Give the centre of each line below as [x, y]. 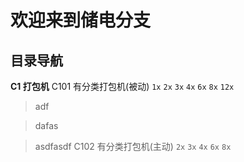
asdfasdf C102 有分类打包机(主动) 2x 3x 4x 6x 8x [133, 146]
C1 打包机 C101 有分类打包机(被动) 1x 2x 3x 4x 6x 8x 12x [122, 86]
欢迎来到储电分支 [81, 20]
